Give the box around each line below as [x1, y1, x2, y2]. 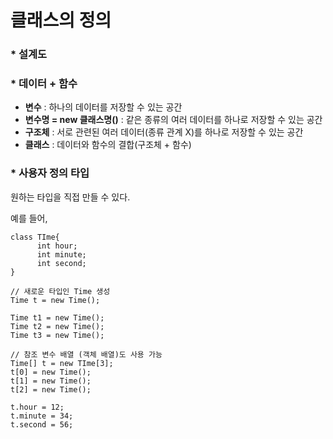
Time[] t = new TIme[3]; [10, 358, 114, 368]
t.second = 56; [10, 419, 74, 430]
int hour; [36, 241, 78, 251]
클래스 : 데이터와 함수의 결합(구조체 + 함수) [24, 139, 192, 151]
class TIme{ [10, 232, 60, 242]
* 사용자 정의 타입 [10, 166, 90, 180]
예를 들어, [10, 212, 48, 224]
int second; [36, 258, 87, 268]
